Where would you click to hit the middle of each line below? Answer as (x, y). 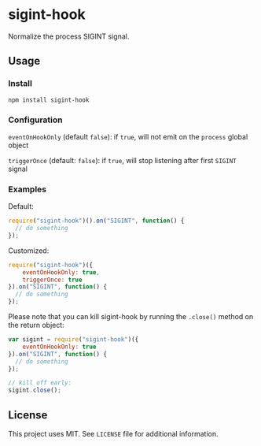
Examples (28, 189)
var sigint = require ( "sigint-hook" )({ (74, 340)
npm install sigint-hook (49, 100)
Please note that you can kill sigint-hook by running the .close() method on (131, 317)
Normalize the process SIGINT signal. (69, 36)
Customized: (29, 251)
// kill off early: (40, 383)
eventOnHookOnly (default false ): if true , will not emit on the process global (128, 136)
